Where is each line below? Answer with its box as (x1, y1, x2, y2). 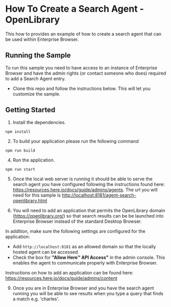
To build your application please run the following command (12, 138, 139, 144)
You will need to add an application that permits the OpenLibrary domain (12, 207, 165, 214)
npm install (5, 129, 31, 134)
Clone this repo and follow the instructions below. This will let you (12, 85, 151, 91)
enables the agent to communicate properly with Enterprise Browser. (12, 259, 158, 266)
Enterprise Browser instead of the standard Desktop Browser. (12, 218, 142, 224)
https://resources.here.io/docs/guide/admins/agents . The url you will (12, 186, 158, 193)
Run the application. (12, 157, 55, 163)
